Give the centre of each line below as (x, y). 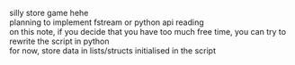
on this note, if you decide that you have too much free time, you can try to (147, 32)
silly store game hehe (49, 13)
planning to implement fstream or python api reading (107, 22)
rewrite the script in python (59, 41)
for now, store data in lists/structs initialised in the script (112, 51)
